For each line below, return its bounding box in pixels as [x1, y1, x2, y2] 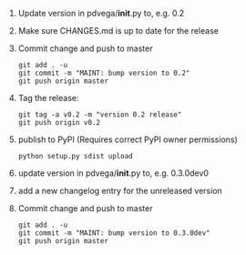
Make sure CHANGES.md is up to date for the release [17, 25, 219, 36]
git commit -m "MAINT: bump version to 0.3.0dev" [17, 229, 211, 238]
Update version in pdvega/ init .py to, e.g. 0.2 [17, 8, 185, 18]
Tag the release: [17, 93, 79, 103]
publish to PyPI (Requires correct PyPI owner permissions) [17, 134, 239, 145]
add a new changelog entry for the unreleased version [17, 186, 223, 196]
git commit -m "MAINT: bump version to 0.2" [17, 68, 190, 77]
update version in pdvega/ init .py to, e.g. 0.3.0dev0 [17, 168, 210, 178]
